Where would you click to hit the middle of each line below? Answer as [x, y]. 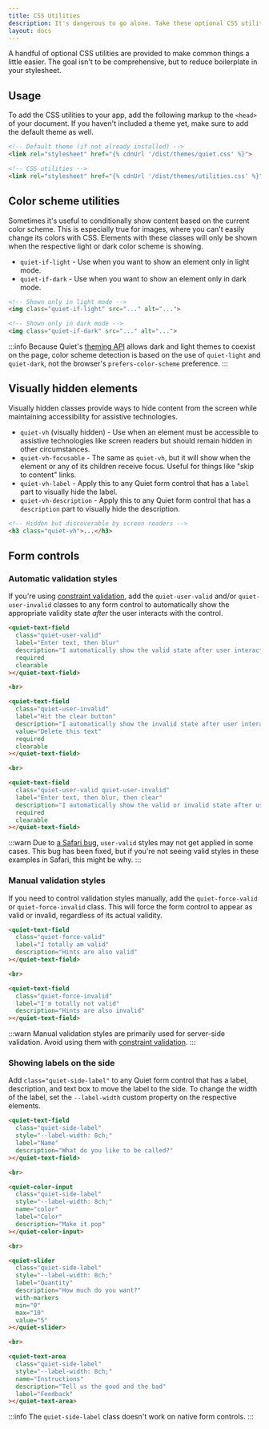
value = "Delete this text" [59, 731]
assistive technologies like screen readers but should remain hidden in [136, 440]
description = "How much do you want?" [78, 1291]
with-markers [37, 1297]
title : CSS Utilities [44, 16]
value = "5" [32, 1320]
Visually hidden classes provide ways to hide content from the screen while [133, 408]
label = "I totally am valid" [62, 945]
